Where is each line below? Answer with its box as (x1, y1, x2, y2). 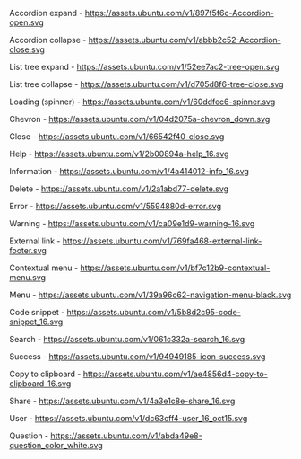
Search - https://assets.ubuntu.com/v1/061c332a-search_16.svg (9, 334, 245, 344)
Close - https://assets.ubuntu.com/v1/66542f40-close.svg (9, 131, 225, 142)
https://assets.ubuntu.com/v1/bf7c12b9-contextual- (80, 262, 271, 273)
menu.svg (9, 272, 47, 282)
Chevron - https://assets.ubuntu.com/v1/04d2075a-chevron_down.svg (9, 114, 271, 124)
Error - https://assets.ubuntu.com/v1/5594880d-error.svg (9, 201, 222, 211)
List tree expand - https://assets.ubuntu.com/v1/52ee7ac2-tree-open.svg (9, 62, 279, 72)
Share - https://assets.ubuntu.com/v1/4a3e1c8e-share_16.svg (9, 395, 236, 406)
